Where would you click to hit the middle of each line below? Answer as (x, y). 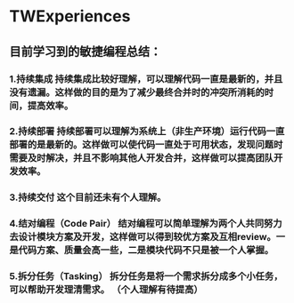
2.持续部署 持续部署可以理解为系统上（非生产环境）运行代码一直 (147, 132)
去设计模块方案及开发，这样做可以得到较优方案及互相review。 (143, 237)
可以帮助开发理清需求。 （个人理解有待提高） (106, 290)
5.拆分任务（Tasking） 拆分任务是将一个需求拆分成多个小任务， (146, 276)
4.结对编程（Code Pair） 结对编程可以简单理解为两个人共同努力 (146, 224)
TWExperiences (70, 16)
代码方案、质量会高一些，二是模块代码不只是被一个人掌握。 (146, 251)
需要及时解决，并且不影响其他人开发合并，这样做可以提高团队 (142, 158)
